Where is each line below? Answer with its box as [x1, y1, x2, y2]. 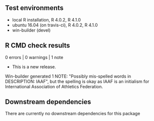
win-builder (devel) [12, 27, 51, 33]
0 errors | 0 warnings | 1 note [5, 54, 64, 60]
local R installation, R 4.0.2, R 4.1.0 [12, 17, 81, 22]
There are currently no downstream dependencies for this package [5, 111, 140, 117]
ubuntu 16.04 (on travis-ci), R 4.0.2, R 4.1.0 [12, 22, 98, 28]
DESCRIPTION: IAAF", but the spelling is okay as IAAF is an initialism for [5, 78, 150, 84]
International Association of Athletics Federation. [5, 83, 103, 89]
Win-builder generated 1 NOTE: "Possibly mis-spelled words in [5, 73, 131, 79]
